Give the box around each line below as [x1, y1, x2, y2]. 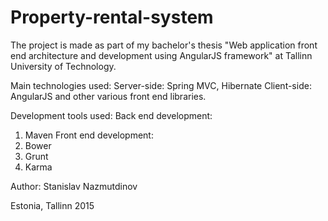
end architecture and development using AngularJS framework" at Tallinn [10, 49, 313, 61]
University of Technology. [10, 60, 117, 72]
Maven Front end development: [24, 129, 154, 141]
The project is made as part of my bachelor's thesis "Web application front [10, 39, 318, 51]
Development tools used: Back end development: [10, 109, 213, 121]
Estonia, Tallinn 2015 [10, 199, 95, 211]
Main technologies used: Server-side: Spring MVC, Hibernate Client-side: [10, 79, 312, 91]
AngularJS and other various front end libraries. [10, 90, 207, 102]
